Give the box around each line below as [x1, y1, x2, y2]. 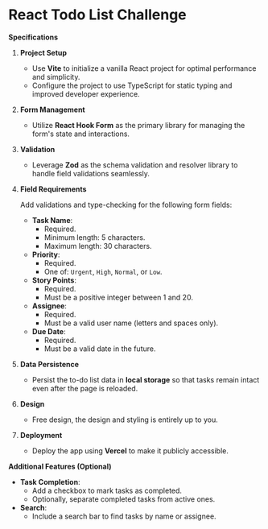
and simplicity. [31, 72, 80, 81]
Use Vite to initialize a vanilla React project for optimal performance [31, 63, 257, 73]
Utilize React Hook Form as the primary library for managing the [31, 120, 245, 130]
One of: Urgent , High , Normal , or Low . [43, 267, 163, 276]
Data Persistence [19, 359, 79, 369]
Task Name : [31, 215, 73, 225]
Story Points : [31, 275, 76, 285]
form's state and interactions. [31, 129, 130, 138]
